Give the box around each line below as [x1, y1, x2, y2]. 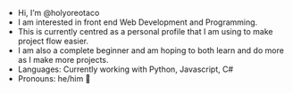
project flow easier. [17, 35, 89, 46]
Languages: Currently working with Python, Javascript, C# [17, 64, 234, 74]
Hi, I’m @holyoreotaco [17, 8, 100, 18]
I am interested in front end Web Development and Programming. [17, 17, 258, 27]
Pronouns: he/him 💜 [17, 74, 91, 83]
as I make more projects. [17, 55, 109, 65]
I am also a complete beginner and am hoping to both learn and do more [17, 45, 284, 56]
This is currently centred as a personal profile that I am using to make [17, 27, 273, 36]
